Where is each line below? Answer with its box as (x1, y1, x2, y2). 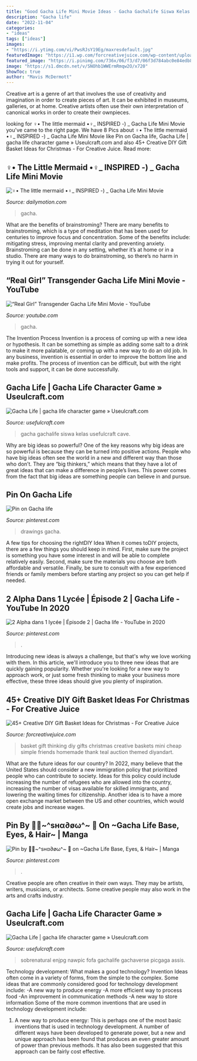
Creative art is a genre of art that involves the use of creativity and (6, 90, 167, 97)
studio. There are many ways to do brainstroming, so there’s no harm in (6, 252, 179, 259)
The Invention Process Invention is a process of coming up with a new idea (6, 334, 188, 341)
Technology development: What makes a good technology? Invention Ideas (6, 968, 188, 975)
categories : (6, 25, 35, 31)
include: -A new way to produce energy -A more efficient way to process (6, 986, 182, 993)
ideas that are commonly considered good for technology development (6, 980, 178, 987)
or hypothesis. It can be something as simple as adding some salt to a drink (6, 341, 189, 348)
